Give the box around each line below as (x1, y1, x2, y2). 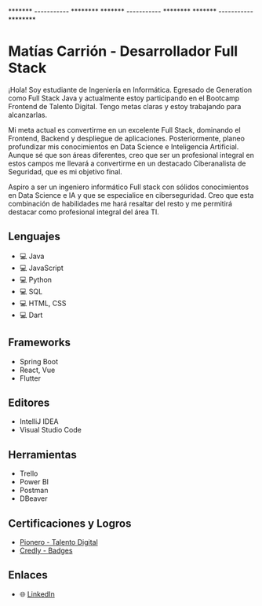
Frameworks (8, 336, 71, 349)
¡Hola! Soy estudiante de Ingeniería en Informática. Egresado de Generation (8, 85, 253, 94)
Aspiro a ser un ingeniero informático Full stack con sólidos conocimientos (8, 182, 249, 192)
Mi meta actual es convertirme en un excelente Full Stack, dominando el (8, 125, 241, 134)
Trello (19, 469, 38, 478)
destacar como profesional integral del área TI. (8, 207, 159, 217)
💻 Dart (19, 310, 43, 319)
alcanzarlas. (8, 110, 48, 119)
